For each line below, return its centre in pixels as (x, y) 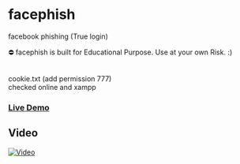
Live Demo (29, 107)
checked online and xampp (52, 87)
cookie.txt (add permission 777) (60, 78)
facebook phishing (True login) (58, 36)
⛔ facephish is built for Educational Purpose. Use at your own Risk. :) (120, 52)
